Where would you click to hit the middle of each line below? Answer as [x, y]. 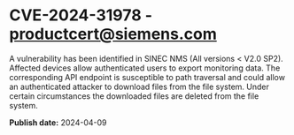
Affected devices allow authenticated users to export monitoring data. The [145, 68]
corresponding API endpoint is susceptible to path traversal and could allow [147, 77]
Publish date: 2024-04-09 [58, 122]
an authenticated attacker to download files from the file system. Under [139, 86]
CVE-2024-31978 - [81, 15]
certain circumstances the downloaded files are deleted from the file [134, 96]
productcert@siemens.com [113, 34]
